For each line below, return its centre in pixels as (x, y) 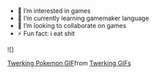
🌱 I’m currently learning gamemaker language (83, 18)
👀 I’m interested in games (54, 11)
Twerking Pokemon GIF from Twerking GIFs (69, 63)
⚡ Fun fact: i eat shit (46, 34)
